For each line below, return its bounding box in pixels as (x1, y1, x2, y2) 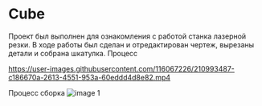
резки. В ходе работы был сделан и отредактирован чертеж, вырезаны (8, 39, 255, 49)
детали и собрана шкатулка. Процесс (8, 48, 138, 58)
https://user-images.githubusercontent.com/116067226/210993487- (8, 63, 235, 73)
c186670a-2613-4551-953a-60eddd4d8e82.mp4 (8, 72, 171, 82)
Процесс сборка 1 (8, 88, 100, 97)
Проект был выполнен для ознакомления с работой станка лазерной (8, 31, 247, 41)
